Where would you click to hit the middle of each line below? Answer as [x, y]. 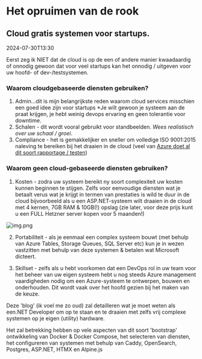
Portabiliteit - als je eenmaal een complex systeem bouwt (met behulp [102, 237]
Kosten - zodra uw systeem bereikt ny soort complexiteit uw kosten [99, 181]
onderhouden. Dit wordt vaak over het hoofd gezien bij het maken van [102, 287]
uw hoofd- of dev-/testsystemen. [47, 73]
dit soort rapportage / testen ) [51, 153]
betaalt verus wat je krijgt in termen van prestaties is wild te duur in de [102, 194]
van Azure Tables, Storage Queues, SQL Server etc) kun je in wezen [99, 244]
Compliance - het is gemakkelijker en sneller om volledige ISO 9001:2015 [105, 140]
